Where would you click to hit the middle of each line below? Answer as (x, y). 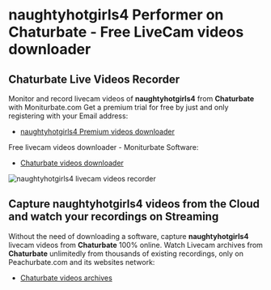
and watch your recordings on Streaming (114, 217)
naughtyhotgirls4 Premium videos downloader (97, 132)
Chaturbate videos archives (66, 278)
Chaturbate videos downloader (72, 163)
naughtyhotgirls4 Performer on (116, 15)
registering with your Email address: (68, 116)
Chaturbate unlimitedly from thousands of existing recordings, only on (126, 254)
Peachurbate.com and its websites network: (82, 262)
